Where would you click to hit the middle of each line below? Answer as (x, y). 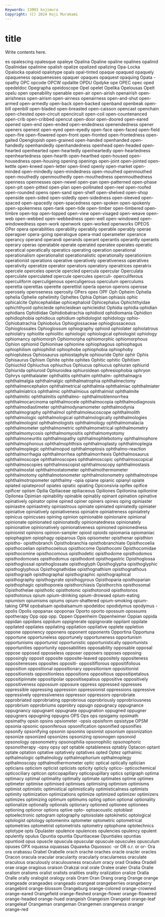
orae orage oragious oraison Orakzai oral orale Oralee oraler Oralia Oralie (79, 868)
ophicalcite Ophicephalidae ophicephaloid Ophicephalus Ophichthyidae (78, 302)
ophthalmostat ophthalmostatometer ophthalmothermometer (66, 470)
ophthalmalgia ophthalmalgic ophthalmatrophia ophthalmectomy (70, 381)
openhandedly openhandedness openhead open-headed (83, 145)
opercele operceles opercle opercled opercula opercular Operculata (74, 271)
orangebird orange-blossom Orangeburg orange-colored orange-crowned (81, 888)
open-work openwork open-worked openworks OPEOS (93, 224)
